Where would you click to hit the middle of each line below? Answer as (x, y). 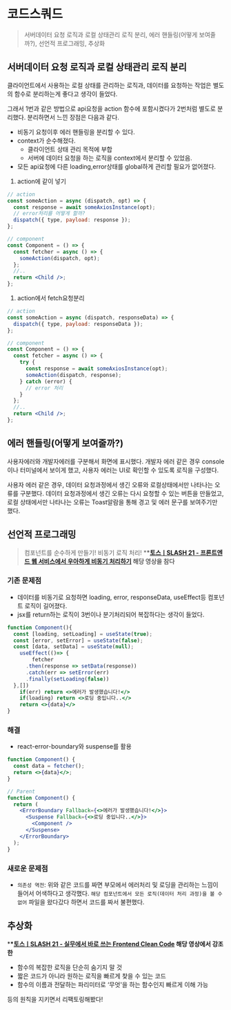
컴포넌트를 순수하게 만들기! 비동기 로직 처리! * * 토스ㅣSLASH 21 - (111, 552)
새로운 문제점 (28, 868)
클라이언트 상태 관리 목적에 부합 (70, 149)
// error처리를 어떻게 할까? (49, 214)
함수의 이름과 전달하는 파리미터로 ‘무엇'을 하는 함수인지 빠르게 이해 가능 (113, 984)
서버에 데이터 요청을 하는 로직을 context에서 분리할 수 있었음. (110, 158)
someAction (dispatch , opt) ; (60, 258)
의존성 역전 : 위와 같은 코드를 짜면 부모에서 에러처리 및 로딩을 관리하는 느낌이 (118, 884)
